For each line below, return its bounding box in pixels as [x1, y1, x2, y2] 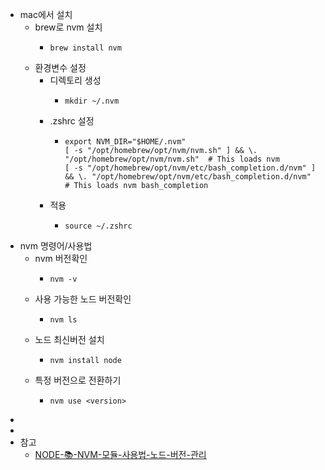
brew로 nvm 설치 [34, 21, 103, 33]
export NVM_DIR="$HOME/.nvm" [64, 137, 187, 147]
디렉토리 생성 [49, 74, 102, 86]
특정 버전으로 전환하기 [34, 374, 122, 386]
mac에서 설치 [19, 9, 73, 20]
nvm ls [49, 315, 78, 325]
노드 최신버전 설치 [34, 334, 105, 345]
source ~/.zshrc [64, 221, 133, 231]
